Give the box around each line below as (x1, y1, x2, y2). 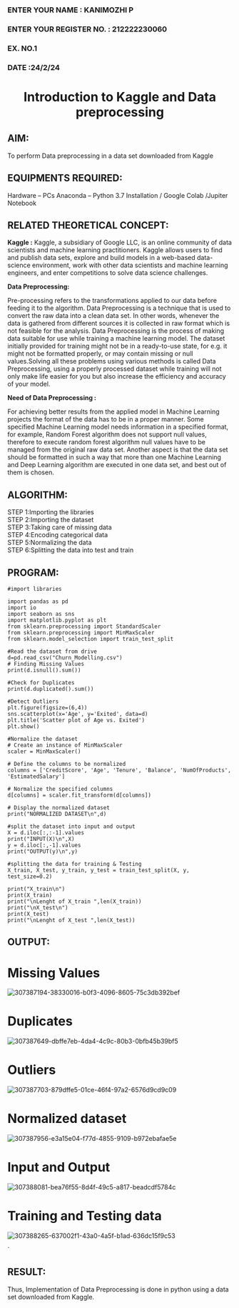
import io (7, 604, 37, 611)
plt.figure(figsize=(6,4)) (7, 704, 88, 712)
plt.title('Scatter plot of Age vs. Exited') (7, 717, 145, 724)
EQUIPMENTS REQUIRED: (7, 172, 123, 184)
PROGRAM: (7, 566, 59, 579)
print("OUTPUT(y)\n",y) (7, 848, 78, 855)
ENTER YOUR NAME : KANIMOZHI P (7, 5, 134, 15)
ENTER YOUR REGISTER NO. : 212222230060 (7, 24, 168, 34)
